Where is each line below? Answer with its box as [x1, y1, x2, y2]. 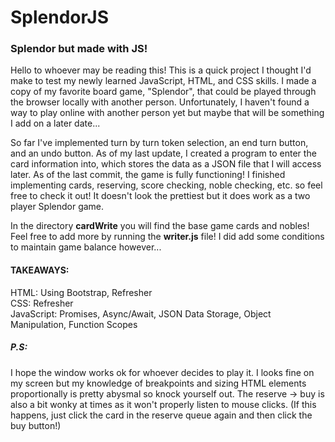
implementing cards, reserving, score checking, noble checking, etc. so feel [10, 179, 323, 191]
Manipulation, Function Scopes [10, 318, 138, 330]
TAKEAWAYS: [10, 264, 70, 276]
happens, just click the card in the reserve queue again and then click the [10, 409, 313, 421]
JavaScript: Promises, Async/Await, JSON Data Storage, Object [10, 307, 272, 320]
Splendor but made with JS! [10, 42, 148, 56]
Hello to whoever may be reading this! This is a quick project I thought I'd [10, 64, 312, 76]
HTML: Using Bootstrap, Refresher [10, 286, 153, 298]
